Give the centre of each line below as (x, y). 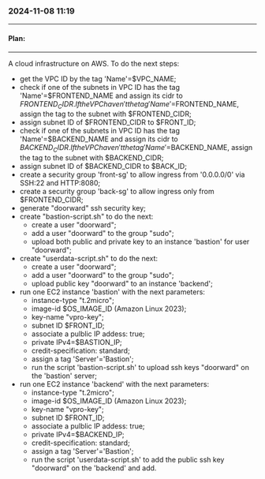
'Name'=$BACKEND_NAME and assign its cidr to (99, 139)
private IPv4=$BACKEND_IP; (78, 435)
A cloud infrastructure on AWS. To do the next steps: (94, 63)
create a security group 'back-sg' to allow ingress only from (117, 192)
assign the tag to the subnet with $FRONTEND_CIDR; (105, 114)
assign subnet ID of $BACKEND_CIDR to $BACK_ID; (103, 167)
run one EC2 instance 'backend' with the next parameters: (114, 384)
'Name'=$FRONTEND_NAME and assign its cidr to (101, 95)
